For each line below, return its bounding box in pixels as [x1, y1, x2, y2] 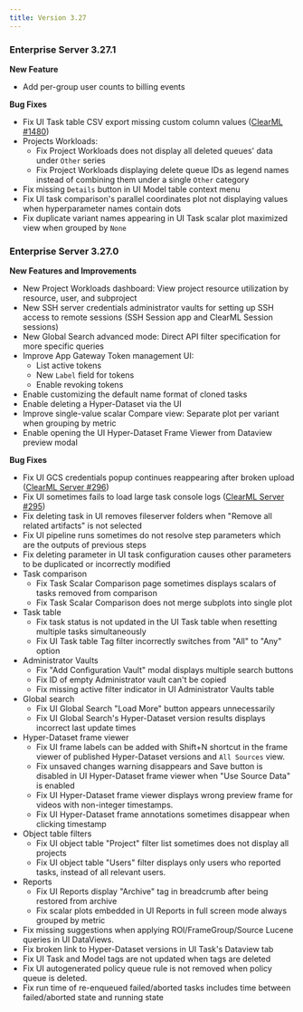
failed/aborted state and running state [22, 992, 165, 1003]
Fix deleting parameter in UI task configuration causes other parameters [22, 549, 292, 560]
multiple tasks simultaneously [35, 626, 147, 637]
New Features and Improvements [9, 265, 137, 276]
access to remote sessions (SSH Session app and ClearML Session [22, 312, 274, 323]
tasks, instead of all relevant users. [35, 867, 166, 878]
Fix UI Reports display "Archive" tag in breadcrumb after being [35, 886, 269, 897]
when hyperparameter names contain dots [22, 203, 182, 214]
